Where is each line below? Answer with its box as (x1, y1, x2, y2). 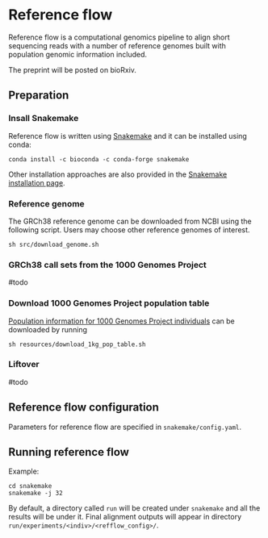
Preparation (8, 89, 69, 102)
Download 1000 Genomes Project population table (8, 298, 210, 309)
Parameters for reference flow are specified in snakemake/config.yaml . (8, 422, 242, 432)
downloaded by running (8, 324, 87, 334)
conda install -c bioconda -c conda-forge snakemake (8, 155, 190, 163)
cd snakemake (8, 482, 52, 490)
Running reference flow (8, 445, 129, 459)
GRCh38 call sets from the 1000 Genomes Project (8, 259, 207, 270)
